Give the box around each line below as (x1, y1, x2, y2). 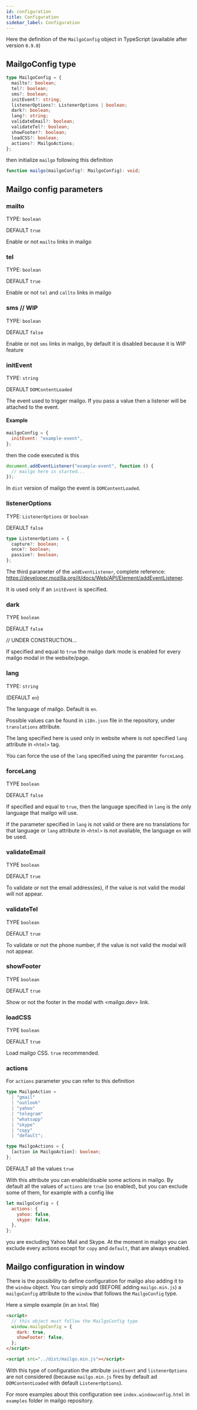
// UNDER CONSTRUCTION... (6, 637, 77, 644)
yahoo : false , (16, 1211, 51, 1217)
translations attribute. (6, 723, 62, 730)
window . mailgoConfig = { (11, 1323, 72, 1329)
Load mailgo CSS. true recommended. (6, 1049, 100, 1056)
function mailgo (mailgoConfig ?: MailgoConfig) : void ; (6, 168, 141, 174)
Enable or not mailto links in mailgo (6, 238, 92, 245)
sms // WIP (6, 304, 38, 312)
